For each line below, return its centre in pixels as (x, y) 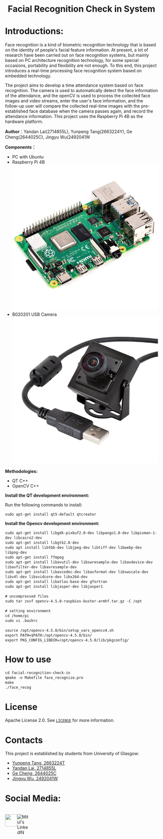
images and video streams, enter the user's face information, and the (74, 101)
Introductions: (34, 31)
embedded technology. (28, 76)
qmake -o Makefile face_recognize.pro (44, 678)
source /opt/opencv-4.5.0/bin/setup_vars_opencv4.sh (59, 630)
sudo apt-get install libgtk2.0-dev (42, 543)
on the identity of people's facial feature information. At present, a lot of (77, 50)
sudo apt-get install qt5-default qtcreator (51, 514)
